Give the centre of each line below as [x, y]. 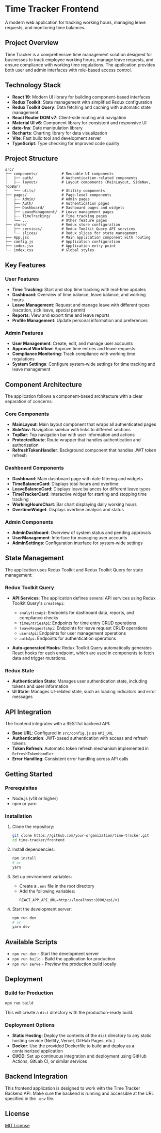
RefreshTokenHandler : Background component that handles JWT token [84, 450]
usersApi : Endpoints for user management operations [72, 633]
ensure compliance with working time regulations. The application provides [80, 65]
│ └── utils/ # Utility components [55, 191]
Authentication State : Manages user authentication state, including [80, 681]
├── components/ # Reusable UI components [59, 174]
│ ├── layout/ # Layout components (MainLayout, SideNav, [78, 182]
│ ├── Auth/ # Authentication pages [57, 204]
